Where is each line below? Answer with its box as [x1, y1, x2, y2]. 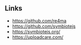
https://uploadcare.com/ [12, 34, 64, 40]
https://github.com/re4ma [12, 17, 67, 24]
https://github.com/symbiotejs [12, 23, 76, 29]
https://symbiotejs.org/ [12, 28, 61, 35]
